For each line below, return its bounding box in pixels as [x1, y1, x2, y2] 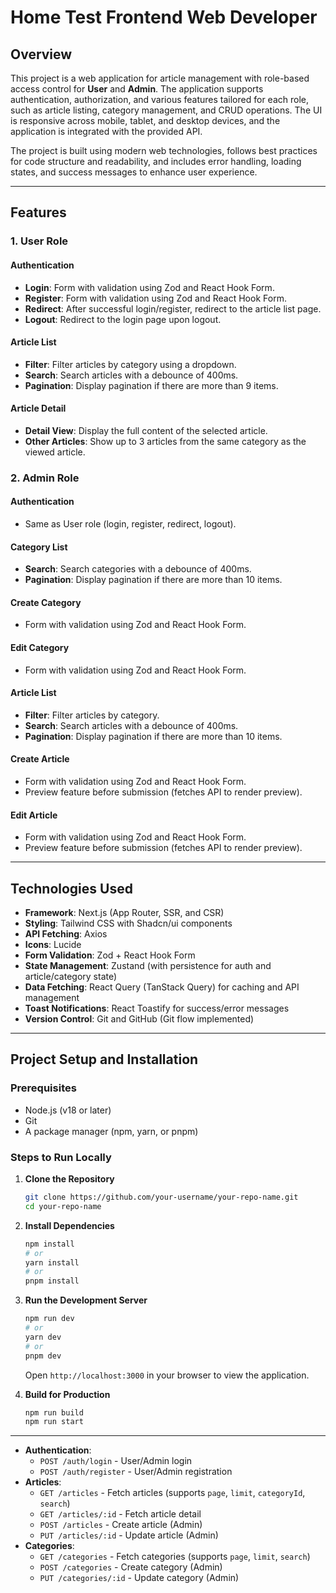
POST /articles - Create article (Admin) [39, 1519, 203, 1531]
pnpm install [24, 1276, 80, 1286]
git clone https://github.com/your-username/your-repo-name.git [24, 1192, 299, 1203]
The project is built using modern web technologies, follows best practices [10, 145, 318, 156]
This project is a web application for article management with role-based [10, 72, 310, 84]
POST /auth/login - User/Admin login [39, 1455, 193, 1467]
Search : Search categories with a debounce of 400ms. [24, 563, 252, 575]
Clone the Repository [24, 1173, 115, 1185]
